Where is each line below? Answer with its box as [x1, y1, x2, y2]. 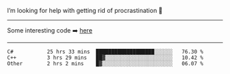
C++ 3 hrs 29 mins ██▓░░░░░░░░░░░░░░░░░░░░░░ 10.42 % [7, 54, 204, 61]
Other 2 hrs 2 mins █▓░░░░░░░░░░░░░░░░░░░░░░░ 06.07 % [7, 60, 204, 67]
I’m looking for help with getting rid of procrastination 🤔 [7, 7, 163, 14]
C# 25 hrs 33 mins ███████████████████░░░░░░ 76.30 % [7, 48, 204, 55]
